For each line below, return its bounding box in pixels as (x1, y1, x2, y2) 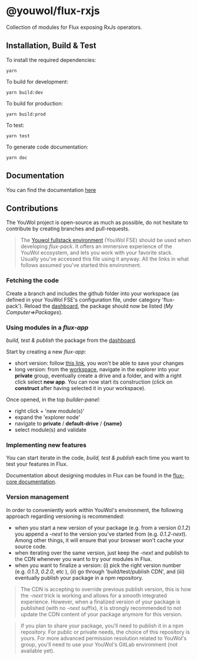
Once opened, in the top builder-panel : (6, 396, 101, 403)
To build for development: (6, 78, 69, 85)
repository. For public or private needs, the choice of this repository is (20, 628, 190, 635)
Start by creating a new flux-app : (6, 348, 86, 355)
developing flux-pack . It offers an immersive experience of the (20, 243, 172, 250)
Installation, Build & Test (6, 41, 96, 51)
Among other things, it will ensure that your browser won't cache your (14, 536, 184, 543)
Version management (6, 493, 69, 501)
